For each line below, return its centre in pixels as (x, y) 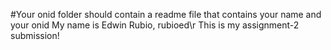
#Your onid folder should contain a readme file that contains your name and (166, 14)
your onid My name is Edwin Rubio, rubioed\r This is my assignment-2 (155, 25)
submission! (35, 35)
